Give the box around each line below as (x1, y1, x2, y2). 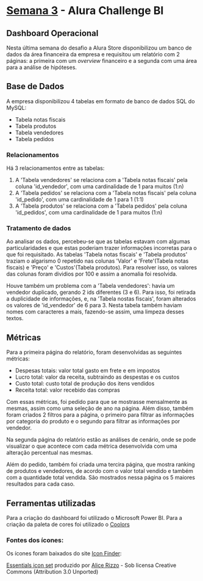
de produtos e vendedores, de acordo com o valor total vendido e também (6, 467, 193, 475)
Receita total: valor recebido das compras (15, 386, 120, 394)
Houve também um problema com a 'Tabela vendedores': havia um (6, 282, 175, 290)
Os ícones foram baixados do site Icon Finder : (6, 550, 122, 557)
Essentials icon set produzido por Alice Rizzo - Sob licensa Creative (6, 561, 177, 569)
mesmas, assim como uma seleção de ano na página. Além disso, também (6, 404, 194, 412)
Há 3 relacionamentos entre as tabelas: (6, 164, 105, 172)
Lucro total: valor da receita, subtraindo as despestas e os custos (15, 373, 180, 381)
